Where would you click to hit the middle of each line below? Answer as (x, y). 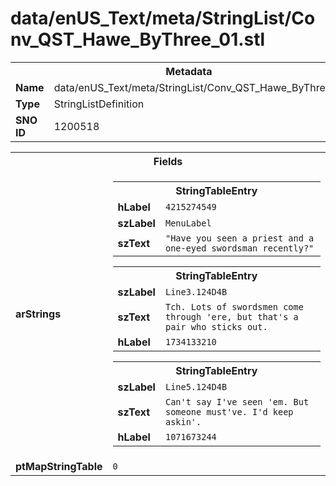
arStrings (38, 314)
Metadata (189, 71)
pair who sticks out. (216, 326)
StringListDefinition (99, 104)
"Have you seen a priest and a (239, 238)
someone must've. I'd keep (229, 411)
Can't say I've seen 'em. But (237, 401)
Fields (168, 161)
